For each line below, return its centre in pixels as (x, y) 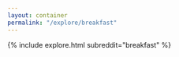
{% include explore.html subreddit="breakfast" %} (89, 45)
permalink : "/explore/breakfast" (62, 23)
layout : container (37, 15)
